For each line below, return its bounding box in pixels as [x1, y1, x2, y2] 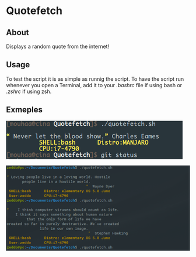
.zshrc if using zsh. [6, 88, 52, 95]
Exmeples [6, 105, 43, 115]
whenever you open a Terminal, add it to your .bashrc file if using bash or [6, 81, 183, 88]
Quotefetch [6, 4, 63, 18]
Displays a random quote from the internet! [6, 43, 110, 50]
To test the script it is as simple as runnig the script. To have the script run [6, 75, 184, 83]
